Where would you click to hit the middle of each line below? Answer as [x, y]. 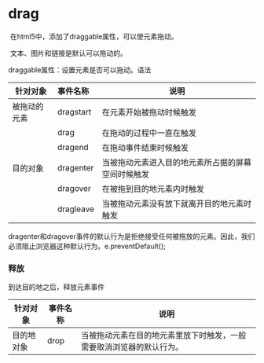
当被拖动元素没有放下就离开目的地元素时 [176, 203]
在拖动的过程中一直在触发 [149, 133]
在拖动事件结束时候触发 [145, 148]
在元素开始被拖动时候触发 [149, 112]
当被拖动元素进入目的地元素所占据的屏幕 [176, 162]
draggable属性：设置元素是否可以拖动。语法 [80, 70]
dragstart [75, 112]
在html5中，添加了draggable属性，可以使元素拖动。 [94, 36]
